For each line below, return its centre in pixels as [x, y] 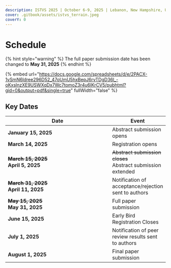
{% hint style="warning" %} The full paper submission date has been [78, 59]
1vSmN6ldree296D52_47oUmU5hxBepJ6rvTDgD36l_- [62, 80]
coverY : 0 [16, 19]
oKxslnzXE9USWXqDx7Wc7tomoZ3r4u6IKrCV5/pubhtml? [66, 85]
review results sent [135, 237]
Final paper [126, 252]
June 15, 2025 [26, 219]
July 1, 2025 [24, 237]
